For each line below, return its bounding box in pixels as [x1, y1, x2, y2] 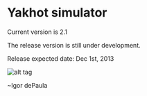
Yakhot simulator [7, 5, 107, 21]
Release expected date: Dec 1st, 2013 [7, 54, 114, 63]
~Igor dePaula [7, 81, 48, 89]
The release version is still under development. [7, 41, 141, 49]
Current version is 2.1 [7, 28, 68, 36]
